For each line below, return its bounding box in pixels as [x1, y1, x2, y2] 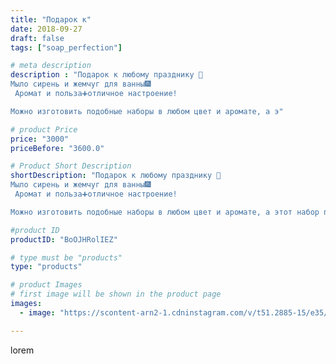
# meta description [10, 61, 92, 71]
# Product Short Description [10, 161, 132, 171]
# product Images [10, 280, 83, 290]
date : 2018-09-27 [10, 24, 83, 34]
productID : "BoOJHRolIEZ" [10, 234, 118, 245]
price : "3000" [10, 134, 70, 144]
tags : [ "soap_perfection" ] [10, 42, 123, 53]
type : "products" [10, 262, 83, 272]
